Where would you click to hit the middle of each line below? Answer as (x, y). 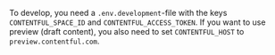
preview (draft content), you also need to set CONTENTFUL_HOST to (127, 31)
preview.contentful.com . (54, 41)
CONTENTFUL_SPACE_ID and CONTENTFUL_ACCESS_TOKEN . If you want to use (137, 22)
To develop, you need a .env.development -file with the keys (118, 13)
